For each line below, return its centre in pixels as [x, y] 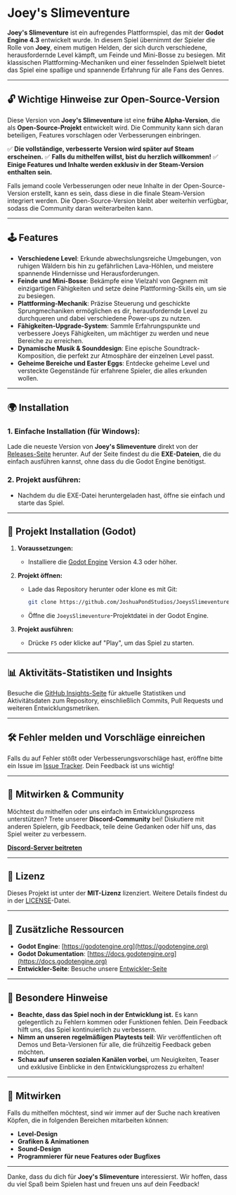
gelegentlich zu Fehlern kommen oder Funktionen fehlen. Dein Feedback [123, 1022]
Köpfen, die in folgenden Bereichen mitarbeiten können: [88, 1120]
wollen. [28, 378]
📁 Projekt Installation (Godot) [72, 531]
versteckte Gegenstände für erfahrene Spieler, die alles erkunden [112, 371]
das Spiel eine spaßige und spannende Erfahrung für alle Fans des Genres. [116, 70]
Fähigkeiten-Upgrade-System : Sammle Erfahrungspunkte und [109, 326]
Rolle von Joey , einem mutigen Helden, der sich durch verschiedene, [107, 47]
